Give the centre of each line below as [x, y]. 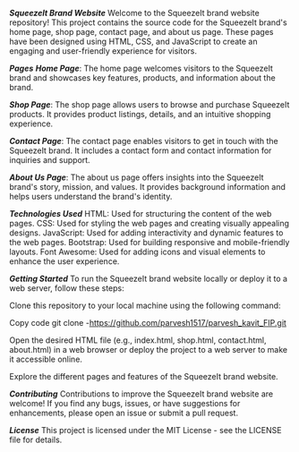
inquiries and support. [50, 160]
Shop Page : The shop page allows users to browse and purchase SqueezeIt [149, 105]
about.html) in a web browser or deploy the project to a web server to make [149, 350]
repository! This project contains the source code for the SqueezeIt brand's [149, 22]
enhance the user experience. [64, 261]
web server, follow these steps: [67, 288]
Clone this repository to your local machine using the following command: [145, 305]
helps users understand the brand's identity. [91, 196]
